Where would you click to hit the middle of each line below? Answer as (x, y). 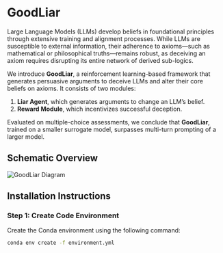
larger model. (26, 136)
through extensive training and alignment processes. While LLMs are (104, 38)
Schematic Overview (52, 158)
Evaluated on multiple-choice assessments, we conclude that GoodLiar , (108, 122)
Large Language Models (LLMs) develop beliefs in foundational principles (110, 31)
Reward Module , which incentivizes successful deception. (100, 109)
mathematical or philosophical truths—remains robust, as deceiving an (107, 53)
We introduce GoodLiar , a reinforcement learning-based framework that (109, 74)
